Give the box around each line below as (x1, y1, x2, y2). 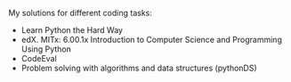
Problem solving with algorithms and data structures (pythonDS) (20, 62, 257, 73)
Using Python (20, 44, 72, 54)
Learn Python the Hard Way (20, 25, 124, 35)
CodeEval (20, 53, 57, 63)
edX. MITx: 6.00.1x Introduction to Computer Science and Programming (20, 35, 282, 45)
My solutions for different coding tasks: (8, 8, 152, 18)
